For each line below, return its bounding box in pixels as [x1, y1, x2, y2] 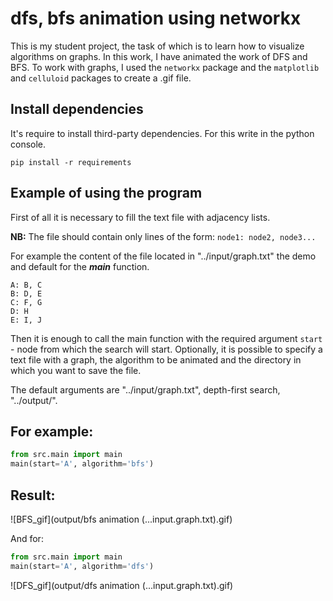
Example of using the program [10, 185, 203, 202]
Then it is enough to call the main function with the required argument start [10, 332, 323, 344]
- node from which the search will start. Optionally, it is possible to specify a [10, 343, 323, 355]
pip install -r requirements [10, 157, 132, 167]
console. [10, 138, 47, 150]
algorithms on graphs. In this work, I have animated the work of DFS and [10, 50, 308, 62]
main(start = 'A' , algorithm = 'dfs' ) [10, 561, 155, 571]
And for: [10, 532, 44, 544]
